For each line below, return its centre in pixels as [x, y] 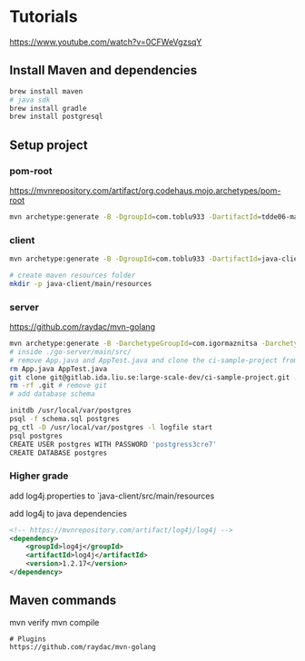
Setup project [49, 145]
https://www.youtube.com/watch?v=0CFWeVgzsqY [106, 42]
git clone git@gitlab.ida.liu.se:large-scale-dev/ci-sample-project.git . [154, 377]
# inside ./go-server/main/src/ [70, 351]
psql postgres [36, 436]
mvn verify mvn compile [54, 622]
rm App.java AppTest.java [58, 369]
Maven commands [63, 601]
